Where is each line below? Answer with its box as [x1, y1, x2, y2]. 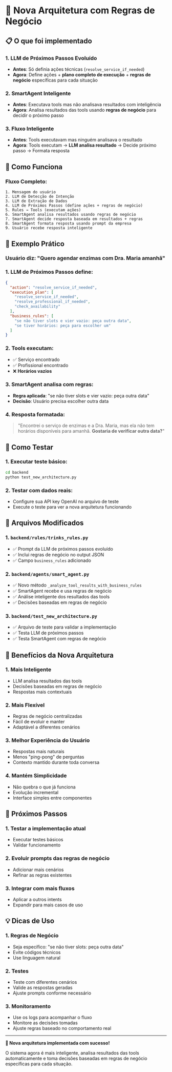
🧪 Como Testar [5, 443, 54, 452]
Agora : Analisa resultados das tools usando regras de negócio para [12, 107, 156, 113]
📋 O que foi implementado [5, 36, 92, 45]
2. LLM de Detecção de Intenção [5, 194, 74, 199]
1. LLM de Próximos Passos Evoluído [5, 54, 97, 62]
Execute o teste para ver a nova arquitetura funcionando [12, 503, 132, 510]
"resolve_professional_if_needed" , [14, 299, 91, 305]
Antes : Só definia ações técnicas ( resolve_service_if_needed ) [12, 66, 145, 72]
